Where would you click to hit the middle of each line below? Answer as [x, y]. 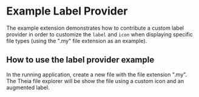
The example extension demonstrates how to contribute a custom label [95, 28]
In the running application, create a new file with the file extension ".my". [97, 75]
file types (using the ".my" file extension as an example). [77, 41]
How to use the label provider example [80, 60]
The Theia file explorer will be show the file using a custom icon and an [95, 81]
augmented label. [28, 87]
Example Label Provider [67, 11]
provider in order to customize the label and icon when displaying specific [99, 34]
